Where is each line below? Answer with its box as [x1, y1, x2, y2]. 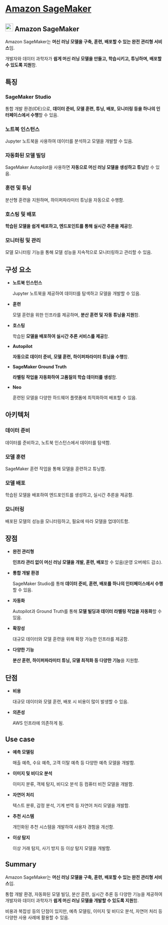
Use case [5, 735, 35, 743]
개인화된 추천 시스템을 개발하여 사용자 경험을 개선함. [12, 824, 114, 830]
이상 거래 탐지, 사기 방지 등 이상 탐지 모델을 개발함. [12, 845, 111, 851]
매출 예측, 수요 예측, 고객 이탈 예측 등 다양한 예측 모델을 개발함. [12, 760, 135, 765]
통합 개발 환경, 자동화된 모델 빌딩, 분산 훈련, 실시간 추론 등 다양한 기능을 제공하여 [5, 891, 163, 897]
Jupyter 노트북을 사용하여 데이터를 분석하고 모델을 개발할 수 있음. [5, 138, 134, 144]
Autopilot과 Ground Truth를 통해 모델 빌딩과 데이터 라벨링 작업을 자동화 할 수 [12, 608, 162, 614]
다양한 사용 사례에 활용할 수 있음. [5, 914, 70, 920]
